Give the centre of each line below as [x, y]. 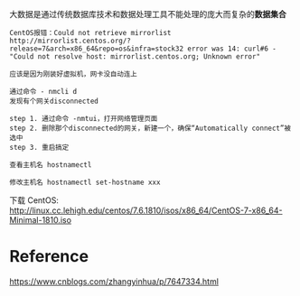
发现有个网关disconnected [54, 101]
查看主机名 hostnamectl [51, 165]
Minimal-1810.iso [41, 220]
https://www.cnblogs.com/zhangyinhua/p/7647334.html [114, 281]
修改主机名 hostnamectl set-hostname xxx [85, 182]
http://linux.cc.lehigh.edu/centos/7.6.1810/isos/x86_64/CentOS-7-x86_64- [146, 210]
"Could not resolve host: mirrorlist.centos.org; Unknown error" [135, 57]
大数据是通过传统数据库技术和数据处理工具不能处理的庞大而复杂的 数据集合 [148, 14]
